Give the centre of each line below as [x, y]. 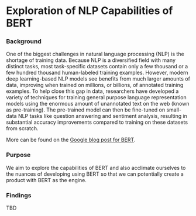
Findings [19, 195]
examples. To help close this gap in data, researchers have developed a [92, 91]
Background [24, 41]
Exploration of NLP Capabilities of [90, 11]
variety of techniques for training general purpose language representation [96, 97]
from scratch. [23, 128]
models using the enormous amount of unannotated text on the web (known [98, 104]
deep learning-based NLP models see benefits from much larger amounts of [98, 79]
